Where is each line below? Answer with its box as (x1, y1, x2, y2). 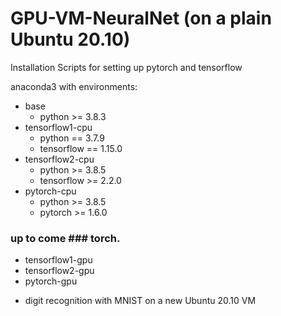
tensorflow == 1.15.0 (39, 142, 123, 154)
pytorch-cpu (24, 185, 77, 197)
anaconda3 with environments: (10, 80, 138, 92)
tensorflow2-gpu (24, 265, 95, 277)
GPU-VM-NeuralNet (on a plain (10, 7, 272, 30)
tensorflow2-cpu (24, 153, 95, 165)
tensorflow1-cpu (24, 121, 93, 133)
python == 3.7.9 (39, 132, 105, 144)
